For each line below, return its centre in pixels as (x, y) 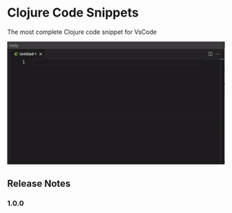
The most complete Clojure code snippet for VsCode (82, 32)
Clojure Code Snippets (73, 13)
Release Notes (39, 184)
